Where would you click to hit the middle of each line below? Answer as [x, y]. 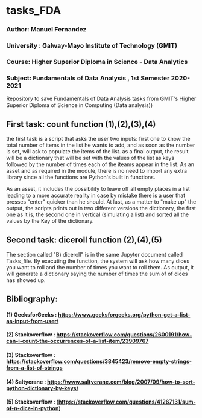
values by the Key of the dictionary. [50, 221]
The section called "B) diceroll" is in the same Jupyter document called [94, 254]
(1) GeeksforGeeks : [32, 314]
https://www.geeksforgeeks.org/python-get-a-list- [124, 314]
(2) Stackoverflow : [31, 335]
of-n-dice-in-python [33, 408]
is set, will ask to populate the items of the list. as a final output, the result [97, 152]
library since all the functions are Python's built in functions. [81, 177]
